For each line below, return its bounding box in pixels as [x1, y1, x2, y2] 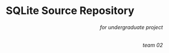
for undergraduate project [100, 23, 163, 30]
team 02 [143, 42, 163, 49]
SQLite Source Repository [5, 4, 135, 17]
